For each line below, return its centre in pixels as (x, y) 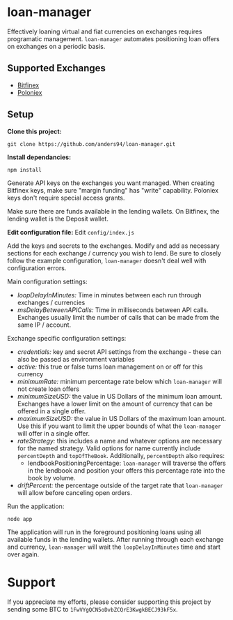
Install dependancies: (39, 157)
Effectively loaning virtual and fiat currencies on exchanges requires (105, 31)
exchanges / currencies (51, 302)
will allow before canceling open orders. (74, 492)
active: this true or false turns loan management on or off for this (110, 367)
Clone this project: (34, 131)
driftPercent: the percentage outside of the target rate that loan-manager (120, 485)
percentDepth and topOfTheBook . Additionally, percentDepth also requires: (121, 455)
